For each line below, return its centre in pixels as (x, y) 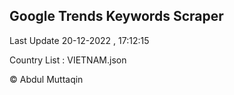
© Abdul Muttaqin (46, 79)
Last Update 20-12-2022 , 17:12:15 (79, 40)
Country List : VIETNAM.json (68, 60)
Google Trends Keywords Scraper (116, 16)
